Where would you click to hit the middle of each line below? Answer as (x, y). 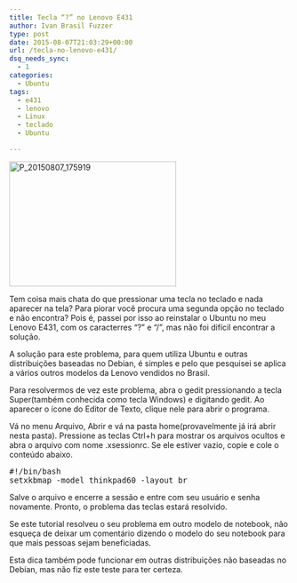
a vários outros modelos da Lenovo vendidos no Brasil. (110, 372)
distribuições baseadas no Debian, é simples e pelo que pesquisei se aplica (148, 363)
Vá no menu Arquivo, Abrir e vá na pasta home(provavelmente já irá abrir (143, 426)
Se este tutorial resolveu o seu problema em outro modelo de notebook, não (149, 523)
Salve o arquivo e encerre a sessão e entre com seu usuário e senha (135, 497)
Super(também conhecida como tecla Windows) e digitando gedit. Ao (137, 399)
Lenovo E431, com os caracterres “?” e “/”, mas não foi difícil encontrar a (142, 327)
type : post (29, 34)
